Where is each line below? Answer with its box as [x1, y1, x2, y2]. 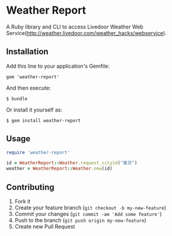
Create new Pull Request [14, 223, 75, 230]
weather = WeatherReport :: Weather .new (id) [6, 165, 113, 172]
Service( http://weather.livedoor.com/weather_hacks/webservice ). [6, 29, 167, 36]
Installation [6, 47, 49, 57]
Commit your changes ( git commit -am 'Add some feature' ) [14, 211, 162, 217]
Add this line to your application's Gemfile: [6, 62, 110, 69]
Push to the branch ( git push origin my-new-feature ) [14, 217, 146, 224]
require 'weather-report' [6, 149, 70, 155]
